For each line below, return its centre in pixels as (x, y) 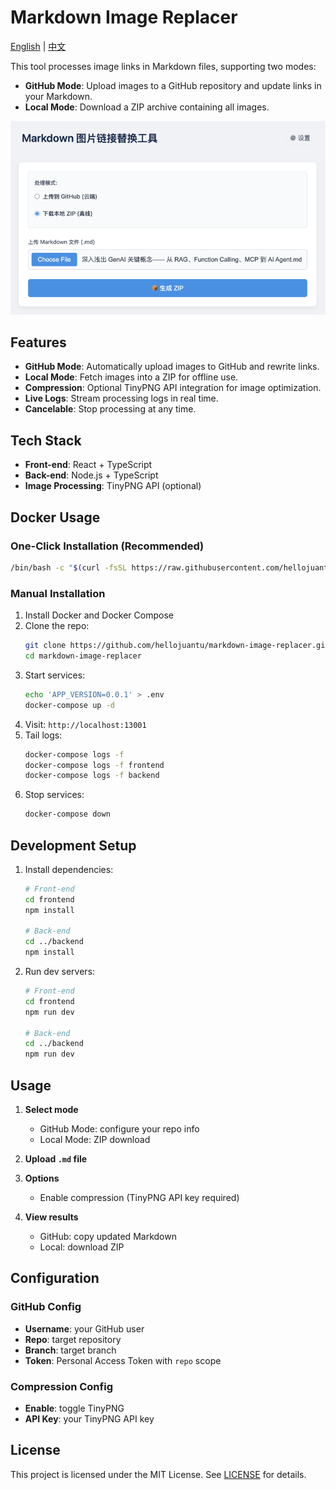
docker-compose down (67, 814)
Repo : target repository (73, 1339)
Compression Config (61, 1386)
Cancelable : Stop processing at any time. (110, 409)
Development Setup (73, 845)
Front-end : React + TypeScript (88, 465)
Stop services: (54, 795)
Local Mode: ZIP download (95, 1140)
